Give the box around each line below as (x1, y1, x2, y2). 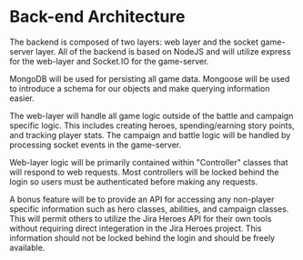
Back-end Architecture (9, 6, 186, 27)
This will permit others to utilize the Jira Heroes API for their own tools (9, 213, 272, 224)
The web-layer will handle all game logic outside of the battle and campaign (9, 110, 294, 121)
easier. (9, 93, 35, 104)
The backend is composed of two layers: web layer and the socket (9, 36, 259, 47)
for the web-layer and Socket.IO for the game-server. (9, 55, 209, 66)
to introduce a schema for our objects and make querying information (9, 83, 270, 94)
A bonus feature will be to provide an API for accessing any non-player (9, 194, 275, 205)
